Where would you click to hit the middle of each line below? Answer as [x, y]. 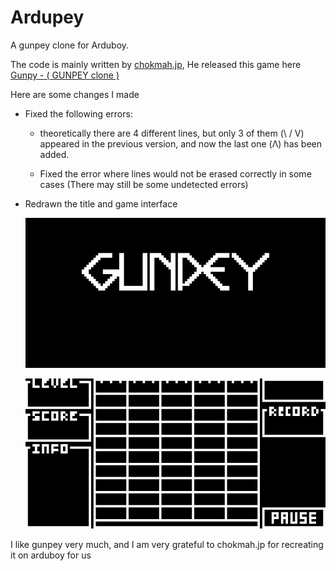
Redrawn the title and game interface [101, 203]
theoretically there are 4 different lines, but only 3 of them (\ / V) [172, 133]
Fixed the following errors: [78, 113]
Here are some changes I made [75, 94]
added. [54, 154]
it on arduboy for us [51, 555]
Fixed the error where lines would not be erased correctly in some [175, 173]
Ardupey [47, 17]
